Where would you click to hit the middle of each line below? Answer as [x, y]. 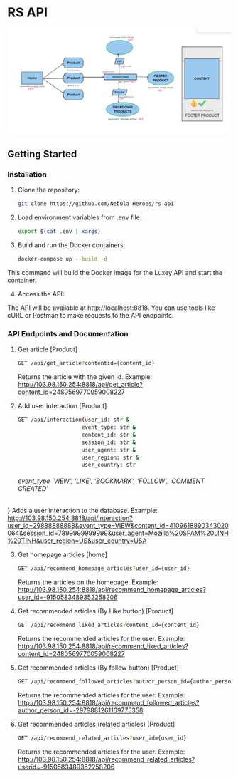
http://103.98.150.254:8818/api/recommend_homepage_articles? [112, 590]
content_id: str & [109, 435]
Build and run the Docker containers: [71, 245]
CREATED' [33, 488]
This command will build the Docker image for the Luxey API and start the [115, 272]
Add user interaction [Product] [62, 406]
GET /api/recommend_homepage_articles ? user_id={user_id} [104, 569]
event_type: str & [109, 427]
